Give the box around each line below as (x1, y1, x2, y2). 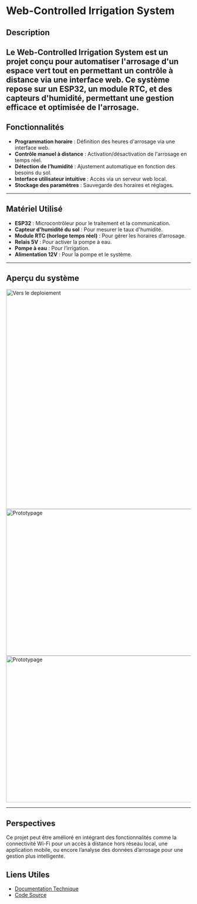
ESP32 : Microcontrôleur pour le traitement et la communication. (14, 219, 171, 226)
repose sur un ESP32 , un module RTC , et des (6, 84, 173, 94)
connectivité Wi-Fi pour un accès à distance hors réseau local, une (6, 840, 168, 847)
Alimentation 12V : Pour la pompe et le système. (14, 250, 133, 258)
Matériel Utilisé (6, 204, 63, 214)
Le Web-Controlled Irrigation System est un (6, 47, 168, 57)
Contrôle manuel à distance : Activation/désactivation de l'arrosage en (14, 150, 187, 157)
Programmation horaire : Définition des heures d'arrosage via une (14, 138, 175, 145)
